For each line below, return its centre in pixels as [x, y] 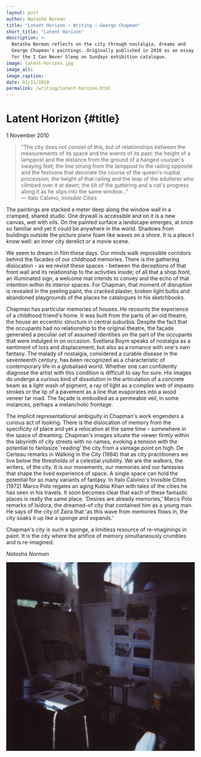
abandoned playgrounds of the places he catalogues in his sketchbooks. [96, 298]
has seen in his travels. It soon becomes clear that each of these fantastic [97, 493]
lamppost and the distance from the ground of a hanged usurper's [102, 160]
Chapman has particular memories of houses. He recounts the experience [98, 309]
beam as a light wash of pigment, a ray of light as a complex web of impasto [100, 386]
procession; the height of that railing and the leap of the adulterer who [107, 179]
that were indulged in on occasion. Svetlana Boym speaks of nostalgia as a [98, 341]
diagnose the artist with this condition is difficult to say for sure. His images [99, 373]
